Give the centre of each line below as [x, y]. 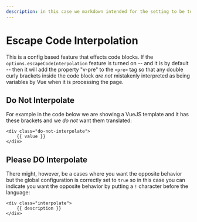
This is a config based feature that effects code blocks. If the [80, 57]
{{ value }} [31, 137]
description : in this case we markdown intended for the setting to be [95, 11]
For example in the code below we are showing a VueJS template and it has [98, 115]
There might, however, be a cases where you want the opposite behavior [94, 174]
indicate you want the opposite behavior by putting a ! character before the [97, 186]
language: [18, 193]
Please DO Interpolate [47, 159]
